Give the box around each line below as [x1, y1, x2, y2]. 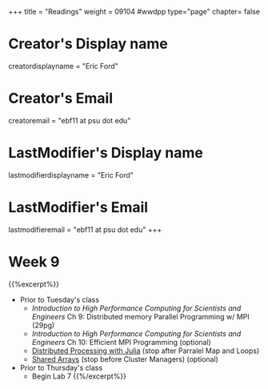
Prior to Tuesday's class [19, 295, 100, 304]
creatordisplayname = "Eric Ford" [8, 61, 118, 70]
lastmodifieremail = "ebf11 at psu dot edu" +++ [8, 224, 162, 235]
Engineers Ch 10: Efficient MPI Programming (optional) [31, 337, 212, 347]
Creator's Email [8, 90, 114, 107]
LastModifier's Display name [8, 144, 204, 162]
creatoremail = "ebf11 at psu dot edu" [8, 115, 131, 125]
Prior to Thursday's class [19, 363, 102, 372]
